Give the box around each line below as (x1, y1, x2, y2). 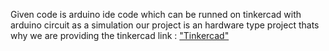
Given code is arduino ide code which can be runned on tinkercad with (10, 9, 302, 20)
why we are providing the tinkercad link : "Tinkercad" (10, 30, 230, 41)
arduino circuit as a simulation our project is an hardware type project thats (10, 19, 320, 31)
